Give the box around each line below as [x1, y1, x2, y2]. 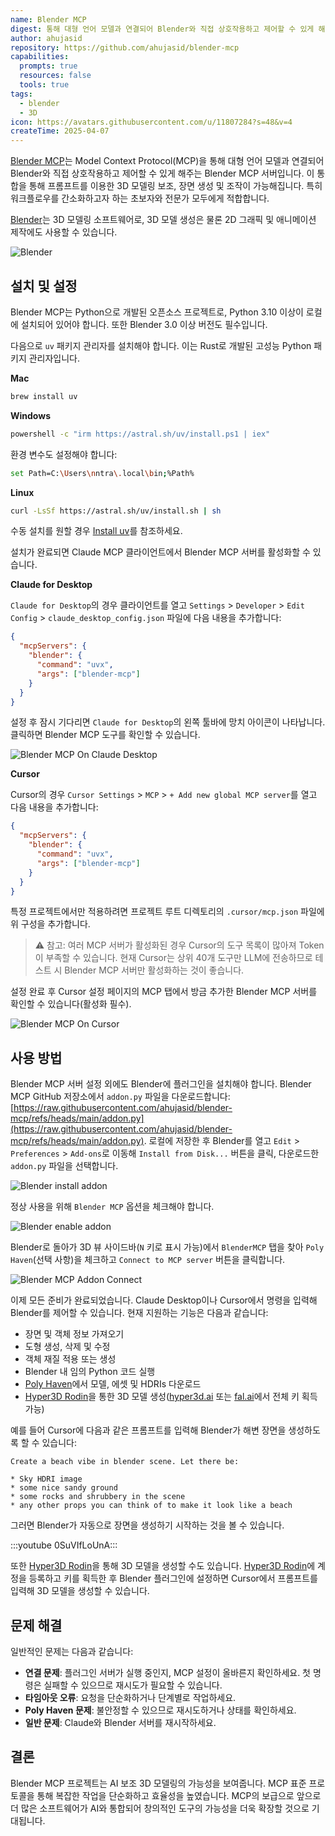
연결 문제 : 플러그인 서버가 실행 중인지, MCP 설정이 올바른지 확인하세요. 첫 [24, 1667, 311, 1679]
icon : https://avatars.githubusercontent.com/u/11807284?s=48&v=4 [10, 117, 293, 127]
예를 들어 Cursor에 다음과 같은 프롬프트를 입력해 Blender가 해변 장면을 [10, 1424, 287, 1436]
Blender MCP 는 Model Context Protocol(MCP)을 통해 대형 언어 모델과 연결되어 [10, 155, 325, 167]
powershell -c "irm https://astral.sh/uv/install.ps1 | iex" [10, 429, 271, 439]
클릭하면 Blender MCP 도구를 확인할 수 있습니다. [10, 729, 201, 741]
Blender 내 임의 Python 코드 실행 [24, 1366, 156, 1378]
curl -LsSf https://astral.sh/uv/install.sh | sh [10, 506, 222, 516]
